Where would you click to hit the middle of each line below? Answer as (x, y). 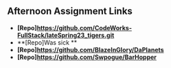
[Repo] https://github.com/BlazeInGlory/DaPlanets (90, 49)
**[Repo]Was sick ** (47, 42)
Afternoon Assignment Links (70, 11)
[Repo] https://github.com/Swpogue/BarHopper (87, 57)
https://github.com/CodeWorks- (84, 27)
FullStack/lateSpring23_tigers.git (66, 35)
